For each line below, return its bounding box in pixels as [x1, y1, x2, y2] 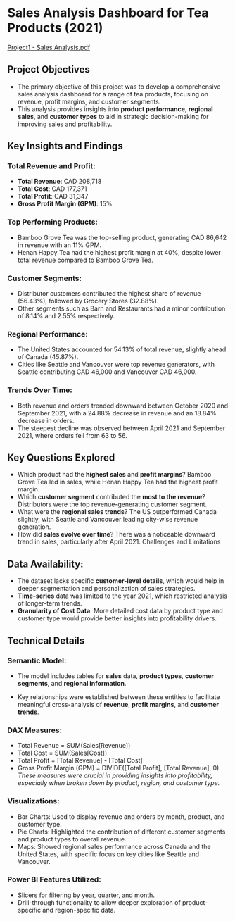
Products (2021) [7, 20, 103, 36]
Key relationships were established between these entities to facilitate [17, 692, 220, 701]
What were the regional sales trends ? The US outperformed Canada [17, 508, 217, 516]
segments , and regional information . [17, 679, 127, 687]
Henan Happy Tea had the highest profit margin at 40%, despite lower [17, 248, 222, 256]
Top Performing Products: [7, 217, 99, 227]
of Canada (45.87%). [17, 353, 79, 361]
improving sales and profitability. [17, 120, 113, 128]
